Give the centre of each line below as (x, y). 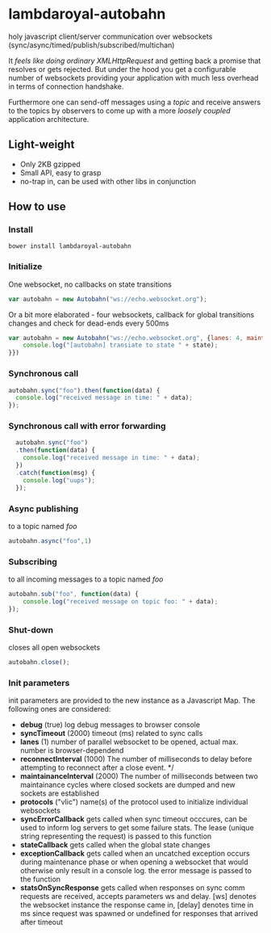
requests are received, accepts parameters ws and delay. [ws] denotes (138, 897)
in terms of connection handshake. (66, 86)
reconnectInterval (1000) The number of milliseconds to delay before (136, 759)
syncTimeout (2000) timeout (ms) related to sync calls (111, 733)
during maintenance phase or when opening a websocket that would (134, 862)
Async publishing (44, 508)
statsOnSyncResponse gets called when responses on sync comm (133, 888)
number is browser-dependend (72, 750)
